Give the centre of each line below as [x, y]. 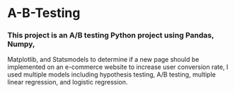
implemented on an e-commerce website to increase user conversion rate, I [118, 67]
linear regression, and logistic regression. [68, 82]
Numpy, [21, 44]
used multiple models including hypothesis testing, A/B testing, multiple [111, 75]
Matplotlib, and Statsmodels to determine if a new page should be [103, 60]
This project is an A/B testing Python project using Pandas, [111, 35]
